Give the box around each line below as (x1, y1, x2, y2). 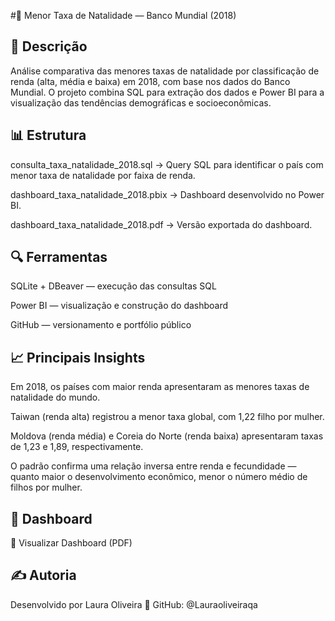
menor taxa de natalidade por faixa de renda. (10, 169, 196, 181)
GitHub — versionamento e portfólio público (10, 319, 192, 331)
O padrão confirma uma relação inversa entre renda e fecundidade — (10, 460, 297, 472)
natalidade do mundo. (10, 391, 101, 404)
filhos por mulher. (10, 481, 83, 494)
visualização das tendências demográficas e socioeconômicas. (10, 96, 272, 109)
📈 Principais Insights (10, 349, 146, 366)
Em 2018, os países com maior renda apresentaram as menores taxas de (10, 381, 310, 393)
